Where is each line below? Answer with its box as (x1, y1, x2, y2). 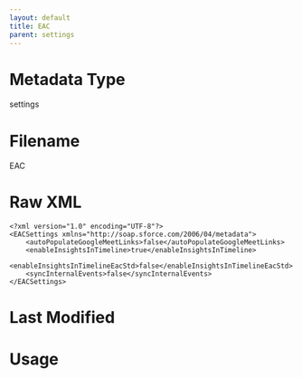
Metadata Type (9, 69, 126, 90)
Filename (9, 130, 80, 151)
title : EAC (9, 22, 51, 31)
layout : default (9, 13, 71, 23)
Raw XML (9, 192, 82, 213)
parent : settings (9, 30, 75, 39)
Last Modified (9, 307, 116, 328)
